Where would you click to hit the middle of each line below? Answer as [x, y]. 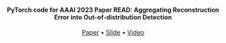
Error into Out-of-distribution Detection [113, 17]
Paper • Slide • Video [113, 33]
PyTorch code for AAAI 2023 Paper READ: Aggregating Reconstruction [113, 10]
